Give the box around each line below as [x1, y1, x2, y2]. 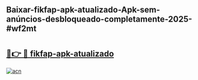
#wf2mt [6, 23, 37, 34]
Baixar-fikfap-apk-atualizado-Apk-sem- [6, 5, 161, 15]
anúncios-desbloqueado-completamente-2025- [6, 14, 193, 25]
